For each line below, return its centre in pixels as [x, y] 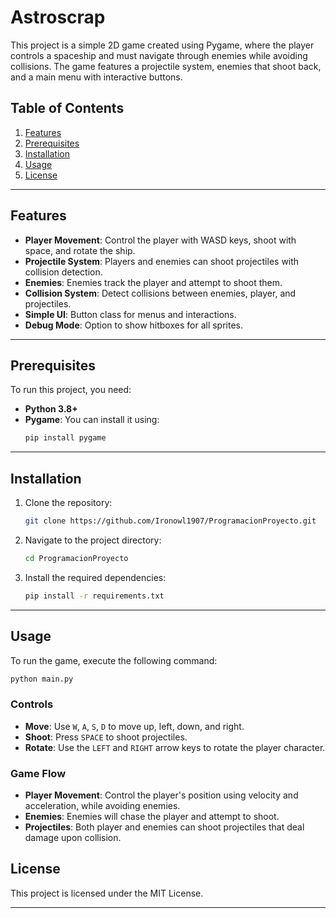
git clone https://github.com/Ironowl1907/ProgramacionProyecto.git [170, 521]
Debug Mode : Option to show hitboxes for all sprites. [134, 325]
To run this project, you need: [71, 390]
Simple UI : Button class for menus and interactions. [130, 314]
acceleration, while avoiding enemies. [102, 805]
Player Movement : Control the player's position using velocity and [161, 795]
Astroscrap [58, 17]
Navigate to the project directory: [93, 540]
